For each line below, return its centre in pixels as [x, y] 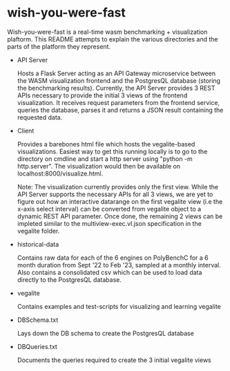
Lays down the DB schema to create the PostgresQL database [106, 333]
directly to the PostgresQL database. [69, 279]
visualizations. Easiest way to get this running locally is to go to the [112, 151]
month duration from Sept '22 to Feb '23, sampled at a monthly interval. [119, 265]
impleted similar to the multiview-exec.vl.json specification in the [109, 223]
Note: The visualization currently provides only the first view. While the [118, 187]
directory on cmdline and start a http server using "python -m [105, 159]
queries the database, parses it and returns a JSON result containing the [120, 110]
